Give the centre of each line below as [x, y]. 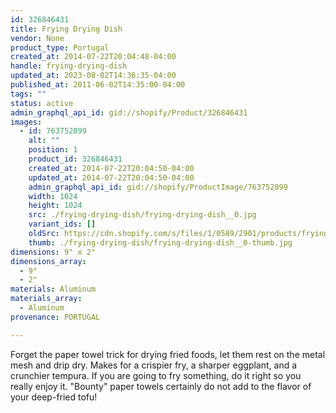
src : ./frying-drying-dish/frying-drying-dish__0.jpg [142, 215]
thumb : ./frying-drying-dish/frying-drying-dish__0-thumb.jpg [160, 242]
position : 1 [53, 150]
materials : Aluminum [53, 289]
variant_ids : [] [62, 224]
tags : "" [28, 94]
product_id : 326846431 [75, 159]
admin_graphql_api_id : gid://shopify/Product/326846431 [129, 112]
